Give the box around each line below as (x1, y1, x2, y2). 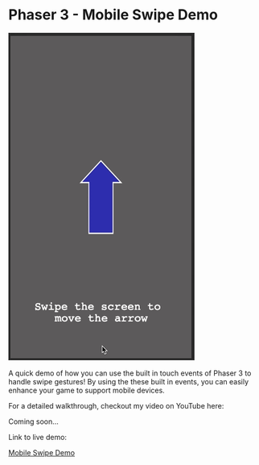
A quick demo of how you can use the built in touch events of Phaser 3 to (8, 368, 252, 378)
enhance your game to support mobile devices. (8, 385, 165, 395)
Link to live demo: (8, 432, 67, 442)
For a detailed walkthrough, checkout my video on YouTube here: (8, 401, 224, 410)
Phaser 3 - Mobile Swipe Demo (8, 6, 219, 24)
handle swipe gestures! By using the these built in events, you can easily (8, 376, 249, 386)
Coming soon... (8, 417, 59, 426)
